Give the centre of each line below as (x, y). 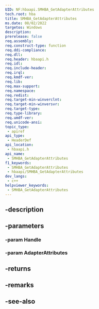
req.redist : (17, 95)
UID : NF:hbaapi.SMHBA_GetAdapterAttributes (50, 9)
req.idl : (14, 64)
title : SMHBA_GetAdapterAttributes (41, 18)
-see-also (20, 301)
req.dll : (14, 55)
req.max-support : (23, 86)
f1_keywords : (18, 163)
